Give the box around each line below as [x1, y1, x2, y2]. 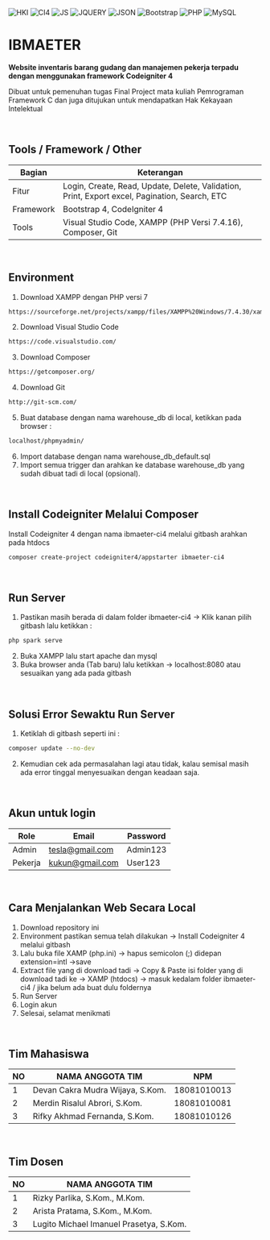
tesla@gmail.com [48, 843, 114, 855]
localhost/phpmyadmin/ [8, 437, 84, 445]
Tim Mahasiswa [8, 1047, 90, 1061]
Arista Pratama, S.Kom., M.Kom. [32, 1205, 153, 1217]
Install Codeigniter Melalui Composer [8, 508, 199, 522]
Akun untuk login [8, 806, 96, 820]
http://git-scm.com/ [8, 398, 78, 406]
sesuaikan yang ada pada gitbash [19, 668, 132, 678]
